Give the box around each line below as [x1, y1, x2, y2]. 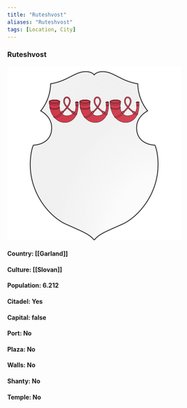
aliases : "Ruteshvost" [7, 18, 73, 26]
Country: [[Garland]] [7, 249, 68, 258]
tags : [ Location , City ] [7, 26, 76, 33]
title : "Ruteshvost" [7, 11, 67, 18]
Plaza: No [7, 345, 36, 353]
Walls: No [7, 361, 36, 369]
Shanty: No [7, 377, 40, 386]
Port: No [7, 329, 32, 338]
